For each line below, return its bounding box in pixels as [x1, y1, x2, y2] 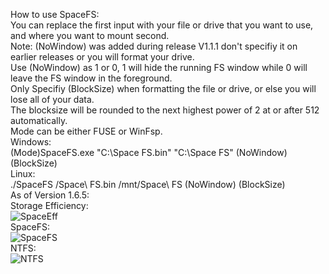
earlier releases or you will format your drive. [10, 51, 195, 63]
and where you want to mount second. [10, 30, 170, 41]
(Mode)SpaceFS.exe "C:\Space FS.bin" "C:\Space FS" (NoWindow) [10, 147, 288, 158]
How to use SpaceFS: [10, 9, 100, 20]
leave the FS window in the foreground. [10, 72, 173, 84]
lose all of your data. [10, 94, 95, 105]
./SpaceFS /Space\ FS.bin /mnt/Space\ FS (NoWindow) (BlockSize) [10, 179, 286, 190]
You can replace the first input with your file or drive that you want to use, [10, 19, 314, 31]
